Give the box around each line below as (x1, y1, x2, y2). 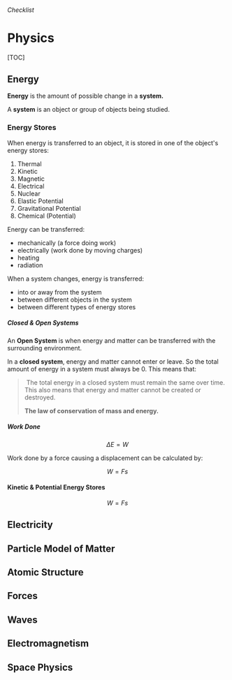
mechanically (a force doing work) (17, 238, 117, 247)
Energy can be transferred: (7, 225, 85, 233)
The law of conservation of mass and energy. (24, 406, 159, 415)
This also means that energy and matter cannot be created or (24, 385, 201, 394)
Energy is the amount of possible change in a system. (7, 91, 164, 101)
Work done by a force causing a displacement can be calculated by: (7, 454, 203, 462)
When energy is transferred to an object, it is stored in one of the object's (7, 138, 219, 147)
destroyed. (24, 393, 56, 401)
